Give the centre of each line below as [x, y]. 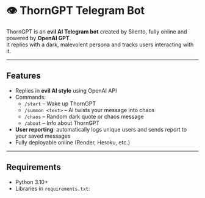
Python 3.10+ [32, 182]
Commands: [31, 97]
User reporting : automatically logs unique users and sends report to [101, 129]
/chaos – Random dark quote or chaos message [84, 116]
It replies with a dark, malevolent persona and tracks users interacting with [100, 44]
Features [23, 76]
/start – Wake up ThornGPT [60, 104]
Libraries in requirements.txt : [52, 188]
